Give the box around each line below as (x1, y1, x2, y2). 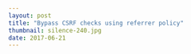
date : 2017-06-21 (8, 33, 66, 42)
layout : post (8, 11, 52, 20)
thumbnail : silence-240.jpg (8, 26, 102, 34)
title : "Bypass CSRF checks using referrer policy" (8, 19, 184, 27)
